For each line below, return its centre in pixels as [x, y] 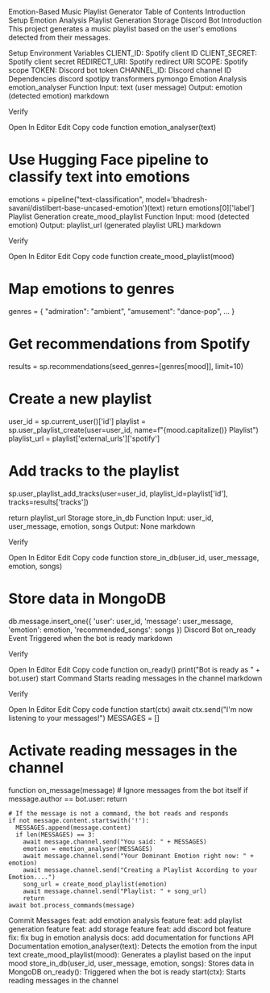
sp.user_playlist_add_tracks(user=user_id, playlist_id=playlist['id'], [118, 493]
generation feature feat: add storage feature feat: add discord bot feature [130, 928]
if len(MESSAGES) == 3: [55, 835]
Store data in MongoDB [87, 599]
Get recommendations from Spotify [129, 344]
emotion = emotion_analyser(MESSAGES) [88, 848]
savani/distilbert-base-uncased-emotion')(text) [87, 207]
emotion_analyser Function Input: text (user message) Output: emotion [126, 87]
